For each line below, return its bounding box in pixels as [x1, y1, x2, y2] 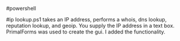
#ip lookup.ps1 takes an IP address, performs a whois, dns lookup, [6, 16, 167, 23]
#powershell [6, 5, 36, 12]
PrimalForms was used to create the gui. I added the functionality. [6, 28, 166, 35]
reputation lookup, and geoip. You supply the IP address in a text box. [6, 23, 175, 29]
